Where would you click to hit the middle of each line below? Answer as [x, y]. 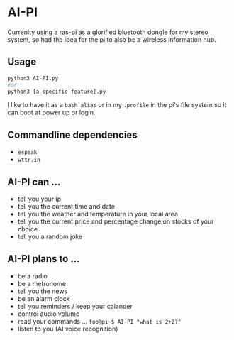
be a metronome [41, 283]
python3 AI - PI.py [33, 78]
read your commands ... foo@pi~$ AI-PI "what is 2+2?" [99, 321]
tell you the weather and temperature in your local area [98, 214]
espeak [27, 153]
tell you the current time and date [66, 206]
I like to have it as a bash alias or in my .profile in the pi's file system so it [117, 105]
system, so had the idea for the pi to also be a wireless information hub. [112, 39]
